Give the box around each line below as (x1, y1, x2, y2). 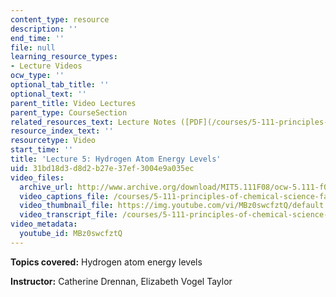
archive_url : (19, 182, 74, 192)
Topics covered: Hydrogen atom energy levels (10, 256, 203, 268)
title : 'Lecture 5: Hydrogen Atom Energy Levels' (10, 154, 222, 164)
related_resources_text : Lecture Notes (10, 117, 177, 127)
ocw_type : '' (10, 71, 65, 81)
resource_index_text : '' (10, 126, 114, 136)
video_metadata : (10, 219, 78, 230)
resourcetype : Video (10, 136, 97, 146)
